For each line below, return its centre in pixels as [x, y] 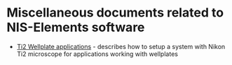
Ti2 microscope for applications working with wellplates [97, 54]
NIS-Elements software [76, 27]
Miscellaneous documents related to [115, 13]
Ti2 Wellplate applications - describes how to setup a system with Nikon [121, 46]
